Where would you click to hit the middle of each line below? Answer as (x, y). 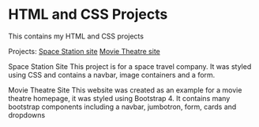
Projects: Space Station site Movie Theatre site (84, 51)
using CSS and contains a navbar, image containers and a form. (112, 74)
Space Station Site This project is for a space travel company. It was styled (130, 66)
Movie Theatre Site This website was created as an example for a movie (125, 90)
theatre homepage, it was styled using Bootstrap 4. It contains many (119, 98)
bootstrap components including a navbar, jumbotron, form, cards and (122, 107)
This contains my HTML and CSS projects (76, 36)
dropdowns (27, 114)
